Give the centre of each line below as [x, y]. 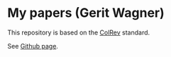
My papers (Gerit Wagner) [86, 13]
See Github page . [33, 46]
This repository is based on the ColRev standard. [79, 32]
